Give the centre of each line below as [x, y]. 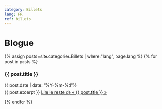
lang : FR [13, 14]
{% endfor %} [19, 102]
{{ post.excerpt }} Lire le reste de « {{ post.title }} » [56, 92]
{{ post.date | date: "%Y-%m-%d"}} [41, 85]
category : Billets [23, 10]
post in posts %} [21, 62]
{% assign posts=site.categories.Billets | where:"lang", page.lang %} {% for [81, 56]
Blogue [19, 43]
